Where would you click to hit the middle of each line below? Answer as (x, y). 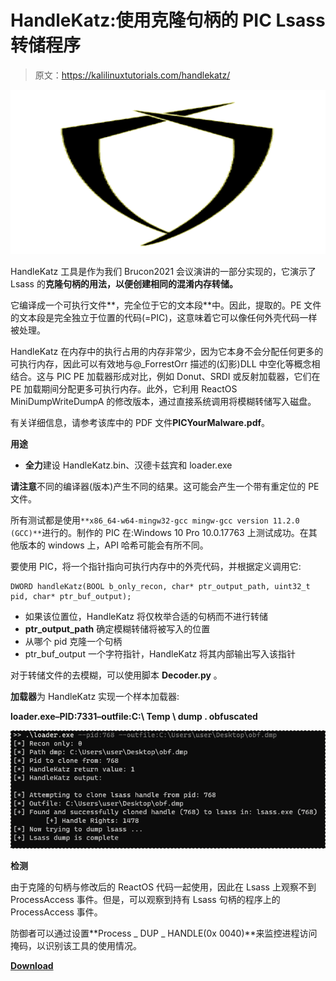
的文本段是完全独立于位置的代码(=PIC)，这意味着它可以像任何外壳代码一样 (164, 317)
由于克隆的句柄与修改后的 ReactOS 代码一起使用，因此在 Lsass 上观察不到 (163, 887)
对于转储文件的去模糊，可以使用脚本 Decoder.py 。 (116, 675)
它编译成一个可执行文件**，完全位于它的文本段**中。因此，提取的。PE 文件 (166, 305)
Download (32, 965)
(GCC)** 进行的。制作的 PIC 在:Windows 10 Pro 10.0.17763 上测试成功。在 (159, 532)
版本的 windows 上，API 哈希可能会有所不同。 (113, 545)
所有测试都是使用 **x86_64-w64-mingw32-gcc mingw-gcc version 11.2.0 (155, 520)
